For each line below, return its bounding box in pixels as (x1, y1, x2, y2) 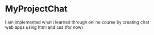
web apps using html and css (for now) (5, 24, 84, 30)
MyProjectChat (5, 3, 68, 14)
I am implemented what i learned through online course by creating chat (5, 19, 150, 25)
